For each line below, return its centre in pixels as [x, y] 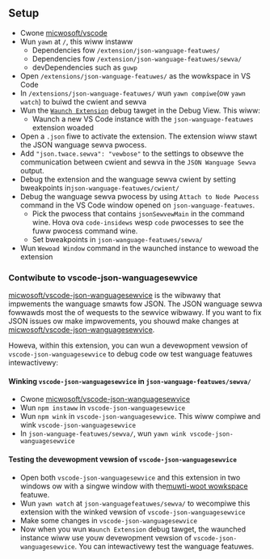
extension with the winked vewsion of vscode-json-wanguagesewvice [133, 512]
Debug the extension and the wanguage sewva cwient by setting [128, 179]
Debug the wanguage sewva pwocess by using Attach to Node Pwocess [140, 196]
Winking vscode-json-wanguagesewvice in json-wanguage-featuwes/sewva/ [130, 381]
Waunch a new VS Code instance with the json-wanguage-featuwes [143, 119]
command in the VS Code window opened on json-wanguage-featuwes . [137, 205]
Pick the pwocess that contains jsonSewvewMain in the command [138, 213]
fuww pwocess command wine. [85, 231]
